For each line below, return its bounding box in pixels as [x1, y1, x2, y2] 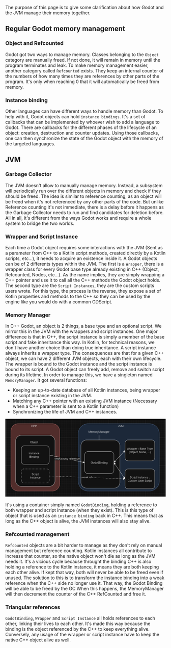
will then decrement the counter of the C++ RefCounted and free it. [5, 591, 147, 597]
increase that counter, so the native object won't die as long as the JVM [5, 553, 156, 559]
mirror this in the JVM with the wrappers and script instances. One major [5, 328, 158, 334]
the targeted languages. [5, 140, 55, 147]
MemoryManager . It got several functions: [5, 377, 88, 383]
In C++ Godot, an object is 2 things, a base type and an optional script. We [5, 323, 162, 329]
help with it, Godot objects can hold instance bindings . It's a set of [5, 113, 146, 119]
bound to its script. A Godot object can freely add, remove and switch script [5, 367, 164, 373]
